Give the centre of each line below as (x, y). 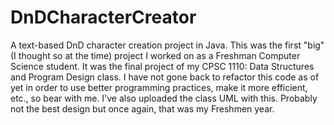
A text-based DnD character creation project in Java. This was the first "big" (167, 45)
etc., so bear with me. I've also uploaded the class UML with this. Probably (164, 98)
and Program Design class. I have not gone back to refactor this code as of (165, 77)
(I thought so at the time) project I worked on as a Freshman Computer (155, 55)
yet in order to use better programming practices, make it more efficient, (159, 87)
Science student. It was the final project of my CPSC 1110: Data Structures (162, 66)
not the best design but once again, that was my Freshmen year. (142, 108)
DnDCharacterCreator (103, 17)
